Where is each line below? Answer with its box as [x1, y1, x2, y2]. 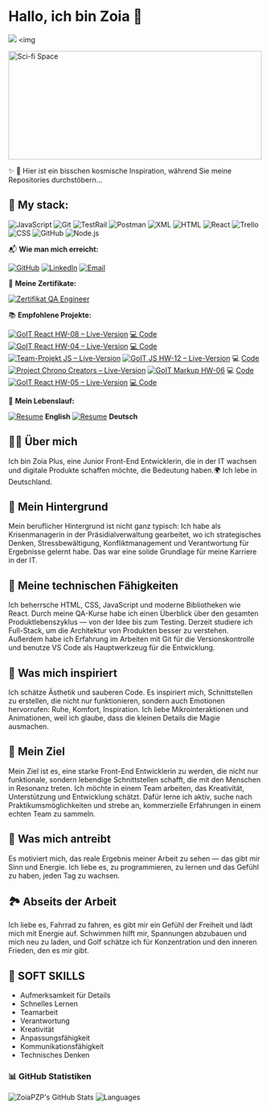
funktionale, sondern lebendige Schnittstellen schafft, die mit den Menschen [8, 775, 261, 784]
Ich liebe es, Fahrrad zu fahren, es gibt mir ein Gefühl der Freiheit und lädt [8, 920, 253, 930]
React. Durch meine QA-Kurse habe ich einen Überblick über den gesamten [8, 608, 259, 618]
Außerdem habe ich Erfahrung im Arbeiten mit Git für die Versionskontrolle [8, 634, 255, 644]
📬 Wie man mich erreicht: [8, 244, 99, 254]
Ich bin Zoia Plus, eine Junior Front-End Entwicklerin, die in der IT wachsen [8, 456, 257, 465]
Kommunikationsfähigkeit [19, 1042, 104, 1051]
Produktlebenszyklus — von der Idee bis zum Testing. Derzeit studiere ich [8, 617, 253, 627]
